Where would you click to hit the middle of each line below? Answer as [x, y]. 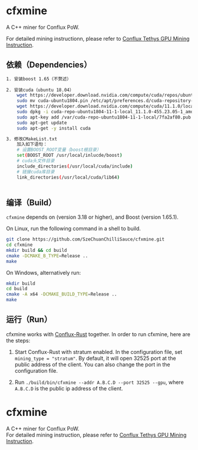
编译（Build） [31, 203]
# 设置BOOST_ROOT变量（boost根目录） [59, 150]
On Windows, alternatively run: [44, 272]
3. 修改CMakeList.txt [32, 139]
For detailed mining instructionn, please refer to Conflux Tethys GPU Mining [98, 38]
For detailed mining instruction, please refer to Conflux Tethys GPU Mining [96, 435]
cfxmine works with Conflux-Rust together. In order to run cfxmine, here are [98, 334]
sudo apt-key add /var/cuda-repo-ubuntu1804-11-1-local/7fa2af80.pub [104, 117]
